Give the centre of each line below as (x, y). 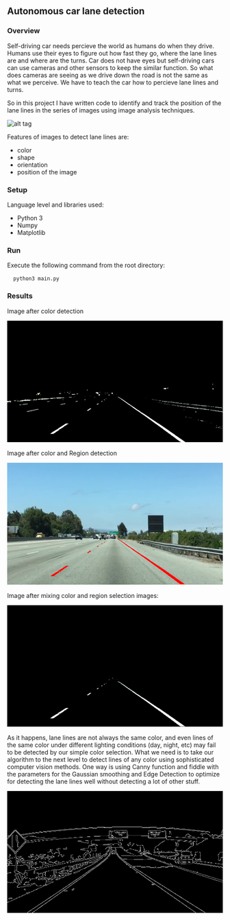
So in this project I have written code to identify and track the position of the (114, 103)
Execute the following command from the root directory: (86, 265)
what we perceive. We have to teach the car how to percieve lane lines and (113, 82)
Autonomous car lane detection (76, 11)
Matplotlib (31, 232)
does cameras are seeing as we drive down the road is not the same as (107, 75)
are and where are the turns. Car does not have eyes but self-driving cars (111, 60)
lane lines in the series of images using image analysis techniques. (101, 110)
